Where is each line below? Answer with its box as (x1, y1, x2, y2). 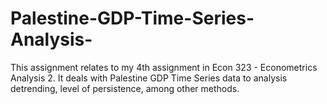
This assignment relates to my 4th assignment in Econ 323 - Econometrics (10, 61, 318, 73)
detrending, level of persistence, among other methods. (10, 82, 240, 94)
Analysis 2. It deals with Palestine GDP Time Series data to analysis (10, 72, 288, 84)
